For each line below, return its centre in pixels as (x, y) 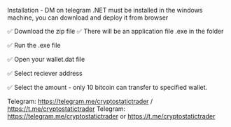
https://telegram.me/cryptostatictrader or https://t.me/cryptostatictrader (111, 116)
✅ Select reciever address (45, 73)
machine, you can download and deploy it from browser (88, 18)
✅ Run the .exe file (34, 45)
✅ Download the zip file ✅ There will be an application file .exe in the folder (115, 31)
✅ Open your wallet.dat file (46, 59)
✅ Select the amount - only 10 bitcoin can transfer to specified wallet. (107, 87)
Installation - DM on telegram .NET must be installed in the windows (105, 10)
